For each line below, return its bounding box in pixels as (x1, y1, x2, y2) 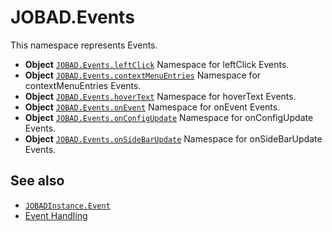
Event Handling (24, 209, 88, 221)
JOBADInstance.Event (24, 201, 111, 211)
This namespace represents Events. (10, 39, 158, 51)
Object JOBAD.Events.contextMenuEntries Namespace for (24, 69, 262, 81)
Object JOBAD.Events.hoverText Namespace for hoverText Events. (24, 90, 297, 102)
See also (10, 172, 65, 190)
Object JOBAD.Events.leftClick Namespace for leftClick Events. (24, 58, 290, 70)
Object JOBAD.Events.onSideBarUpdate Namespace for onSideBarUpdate (24, 132, 323, 145)
